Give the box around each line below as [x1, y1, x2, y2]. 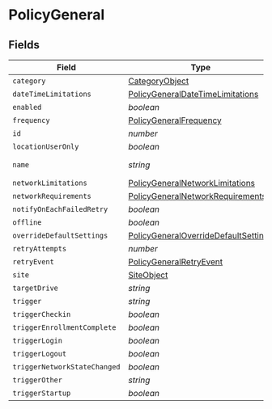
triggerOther [12, 376, 63, 385]
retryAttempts [12, 244, 67, 253]
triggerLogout [12, 349, 67, 358]
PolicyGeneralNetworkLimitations [128, 178, 256, 188]
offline [12, 218, 42, 227]
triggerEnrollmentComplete [12, 323, 117, 332]
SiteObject [128, 269, 168, 280]
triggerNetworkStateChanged [12, 362, 121, 371]
